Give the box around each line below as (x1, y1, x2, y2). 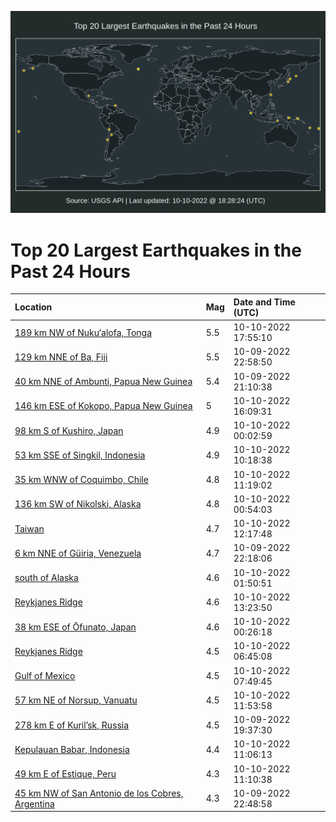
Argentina (14, 797, 55, 810)
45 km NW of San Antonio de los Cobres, (14, 787, 184, 799)
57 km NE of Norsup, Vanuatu (14, 694, 138, 706)
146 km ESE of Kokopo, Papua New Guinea (14, 400, 193, 412)
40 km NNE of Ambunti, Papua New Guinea (14, 376, 193, 388)
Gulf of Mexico (14, 670, 76, 682)
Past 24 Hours (10, 260, 131, 283)
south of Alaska (14, 572, 79, 584)
